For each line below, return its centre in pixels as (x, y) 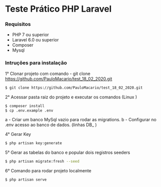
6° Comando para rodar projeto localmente (48, 171)
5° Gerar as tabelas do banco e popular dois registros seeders (68, 152)
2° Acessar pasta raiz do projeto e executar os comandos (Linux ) (71, 97)
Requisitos (18, 24)
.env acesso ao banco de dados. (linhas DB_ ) (51, 125)
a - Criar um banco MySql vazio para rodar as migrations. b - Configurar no (81, 120)
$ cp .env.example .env (29, 111)
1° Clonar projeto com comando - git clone (48, 74)
